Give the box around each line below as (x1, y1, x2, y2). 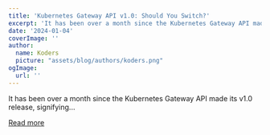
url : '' (15, 72, 42, 80)
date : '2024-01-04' (8, 27, 74, 35)
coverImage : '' (8, 34, 59, 43)
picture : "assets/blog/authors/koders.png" (15, 57, 163, 65)
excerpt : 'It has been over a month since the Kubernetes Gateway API (8, 19, 250, 27)
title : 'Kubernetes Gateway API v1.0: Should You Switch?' (8, 11, 211, 20)
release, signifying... (8, 102, 76, 112)
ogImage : (8, 64, 38, 72)
